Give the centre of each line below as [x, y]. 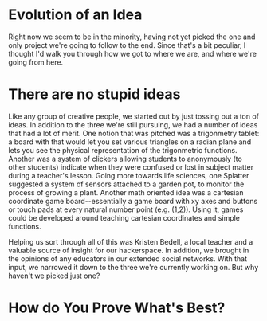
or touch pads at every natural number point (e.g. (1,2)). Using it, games [126, 209]
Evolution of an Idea [75, 15]
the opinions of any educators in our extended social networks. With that [128, 258]
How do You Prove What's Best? [117, 308]
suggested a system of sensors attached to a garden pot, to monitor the [126, 184]
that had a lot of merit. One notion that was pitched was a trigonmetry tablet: [134, 133]
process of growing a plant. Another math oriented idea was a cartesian [126, 192]
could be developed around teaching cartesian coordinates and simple [124, 217]
